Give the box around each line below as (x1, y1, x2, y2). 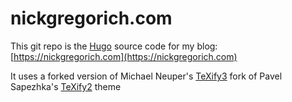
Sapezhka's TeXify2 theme (10, 80, 122, 92)
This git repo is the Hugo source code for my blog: (10, 40, 218, 52)
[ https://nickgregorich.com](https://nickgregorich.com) (10, 50, 238, 62)
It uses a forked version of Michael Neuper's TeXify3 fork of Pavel (10, 70, 283, 82)
